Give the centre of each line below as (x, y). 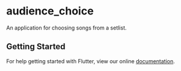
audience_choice (50, 11)
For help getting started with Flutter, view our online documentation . (91, 61)
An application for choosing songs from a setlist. (66, 28)
